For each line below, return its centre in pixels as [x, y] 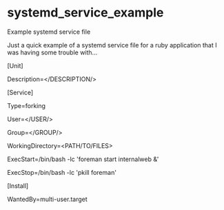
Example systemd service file [49, 32]
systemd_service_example [85, 13]
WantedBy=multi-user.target [47, 199]
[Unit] [15, 65]
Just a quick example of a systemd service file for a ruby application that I [112, 45]
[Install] [18, 186]
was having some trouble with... [52, 52]
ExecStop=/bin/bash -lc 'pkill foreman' [62, 172]
